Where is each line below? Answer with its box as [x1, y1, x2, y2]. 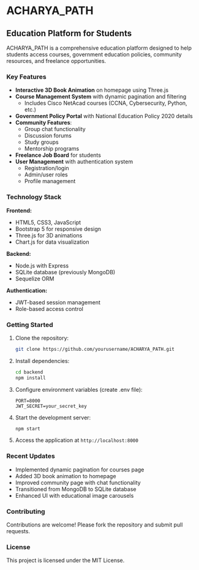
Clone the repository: [15, 334, 69, 342]
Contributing [6, 507, 45, 516]
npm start [15, 426, 41, 432]
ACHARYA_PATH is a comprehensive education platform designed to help [6, 44, 192, 51]
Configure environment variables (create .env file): [15, 386, 143, 393]
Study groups [24, 138, 59, 146]
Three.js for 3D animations [15, 231, 83, 239]
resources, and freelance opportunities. [6, 58, 107, 64]
